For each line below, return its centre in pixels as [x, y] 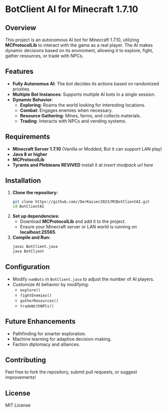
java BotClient [28, 251]
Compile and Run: [31, 237]
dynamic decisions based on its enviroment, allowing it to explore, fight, [79, 50]
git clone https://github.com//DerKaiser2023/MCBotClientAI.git [81, 202]
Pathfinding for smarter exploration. [49, 333]
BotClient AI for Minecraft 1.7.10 [72, 9]
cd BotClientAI [28, 207]
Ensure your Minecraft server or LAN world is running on [78, 227]
